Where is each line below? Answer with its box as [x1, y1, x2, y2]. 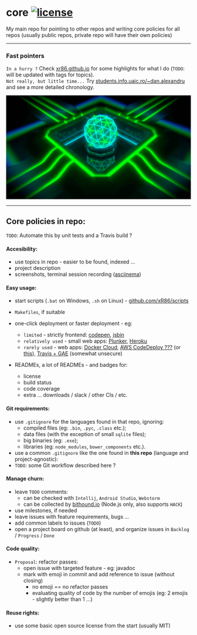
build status [23, 379, 52, 386]
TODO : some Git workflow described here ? [14, 461, 116, 469]
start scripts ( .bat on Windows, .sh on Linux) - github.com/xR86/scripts [14, 297, 189, 305]
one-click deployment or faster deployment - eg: [14, 320, 133, 327]
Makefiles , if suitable [14, 309, 66, 316]
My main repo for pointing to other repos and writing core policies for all [6, 25, 180, 32]
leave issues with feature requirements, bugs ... [14, 513, 130, 520]
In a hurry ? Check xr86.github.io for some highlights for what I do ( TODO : [6, 65, 185, 72]
